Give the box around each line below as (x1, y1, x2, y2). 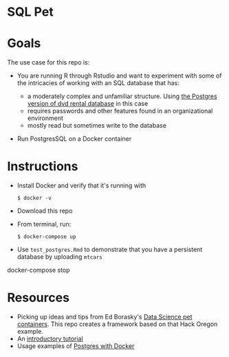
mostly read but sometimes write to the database (27, 122, 167, 130)
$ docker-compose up (17, 233, 76, 240)
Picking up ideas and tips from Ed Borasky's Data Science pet (17, 313, 193, 321)
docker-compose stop (7, 266, 70, 275)
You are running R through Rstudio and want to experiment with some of (17, 71, 222, 80)
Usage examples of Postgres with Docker (17, 342, 135, 350)
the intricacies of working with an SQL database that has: (17, 79, 180, 87)
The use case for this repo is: (7, 58, 90, 67)
